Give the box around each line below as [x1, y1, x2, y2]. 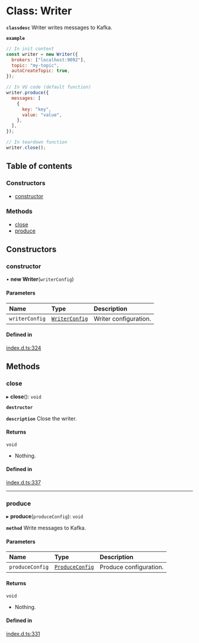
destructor [6, 404, 33, 410]
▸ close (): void [6, 393, 41, 400]
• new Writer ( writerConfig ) [6, 275, 74, 283]
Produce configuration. [99, 563, 164, 572]
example [6, 35, 25, 41]
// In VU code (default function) [6, 84, 92, 90]
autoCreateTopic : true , [11, 68, 70, 74]
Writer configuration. [94, 314, 152, 322]
